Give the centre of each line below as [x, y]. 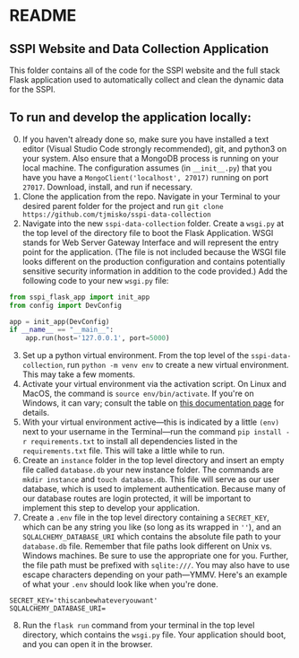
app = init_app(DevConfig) [60, 321]
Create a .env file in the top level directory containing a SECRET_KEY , [146, 518]
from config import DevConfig [66, 305]
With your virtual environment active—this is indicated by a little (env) [151, 422]
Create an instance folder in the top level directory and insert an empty [153, 461]
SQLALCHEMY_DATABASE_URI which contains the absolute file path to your [152, 537]
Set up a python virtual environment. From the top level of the [135, 355]
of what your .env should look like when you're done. [120, 584]
